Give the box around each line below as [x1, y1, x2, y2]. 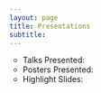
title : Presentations [9, 22, 91, 31]
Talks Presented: [22, 55, 86, 66]
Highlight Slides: [22, 74, 84, 85]
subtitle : [9, 30, 47, 39]
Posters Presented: [22, 64, 94, 75]
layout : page [9, 13, 59, 23]
